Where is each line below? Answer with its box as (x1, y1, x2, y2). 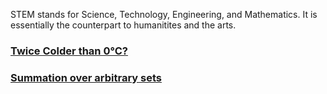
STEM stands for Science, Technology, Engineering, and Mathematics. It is (10, 9, 318, 20)
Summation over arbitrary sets (10, 70, 162, 84)
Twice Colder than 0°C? (10, 44, 128, 58)
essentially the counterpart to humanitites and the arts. (10, 19, 237, 31)
